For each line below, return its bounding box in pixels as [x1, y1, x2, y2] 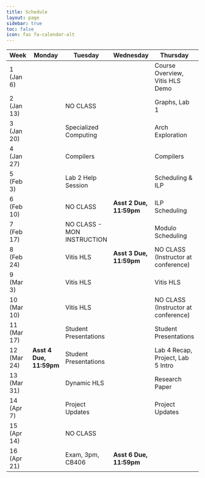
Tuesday [73, 51, 99, 60]
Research [154, 375, 182, 383]
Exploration [154, 131, 187, 139]
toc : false [6, 26, 34, 32]
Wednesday [113, 51, 149, 60]
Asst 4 [32, 346, 52, 355]
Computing [65, 131, 98, 139]
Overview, [154, 69, 184, 78]
